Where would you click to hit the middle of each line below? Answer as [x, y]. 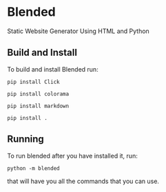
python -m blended [33, 168]
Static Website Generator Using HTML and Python [78, 31]
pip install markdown [38, 106]
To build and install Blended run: [53, 69]
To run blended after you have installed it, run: [72, 156]
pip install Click [33, 82]
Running [26, 139]
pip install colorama [38, 94]
